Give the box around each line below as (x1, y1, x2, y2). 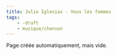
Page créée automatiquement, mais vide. (6, 42, 108, 49)
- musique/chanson (17, 25, 63, 32)
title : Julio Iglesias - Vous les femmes (6, 8, 112, 15)
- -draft (17, 20, 39, 26)
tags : (6, 14, 20, 20)
